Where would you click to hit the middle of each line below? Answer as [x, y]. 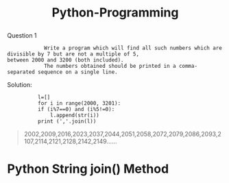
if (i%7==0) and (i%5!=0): [76, 110]
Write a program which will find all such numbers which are [133, 48]
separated [21, 72]
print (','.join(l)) [67, 121]
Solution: [20, 85]
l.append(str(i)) [75, 115]
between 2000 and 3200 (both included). [66, 60]
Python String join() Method [88, 169]
